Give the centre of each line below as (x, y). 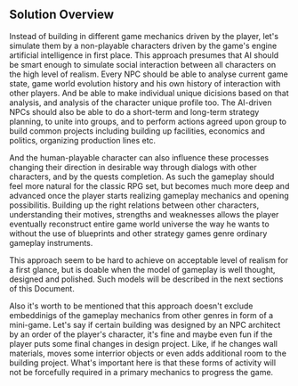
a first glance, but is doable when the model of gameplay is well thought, (142, 269)
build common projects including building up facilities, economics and (137, 131)
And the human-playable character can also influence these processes (139, 157)
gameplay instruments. (51, 242)
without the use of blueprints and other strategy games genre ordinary (138, 233)
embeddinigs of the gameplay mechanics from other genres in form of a (141, 315)
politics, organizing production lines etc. (83, 140)
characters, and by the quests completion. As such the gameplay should (142, 177)
